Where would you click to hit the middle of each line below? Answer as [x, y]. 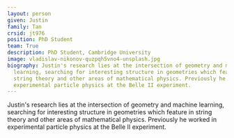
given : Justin [28, 20]
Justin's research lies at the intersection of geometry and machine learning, [116, 105]
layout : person [29, 14]
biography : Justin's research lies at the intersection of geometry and [115, 66]
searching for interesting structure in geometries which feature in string [110, 112]
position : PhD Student [40, 40]
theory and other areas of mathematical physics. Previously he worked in [112, 120]
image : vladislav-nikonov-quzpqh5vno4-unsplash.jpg [84, 59]
